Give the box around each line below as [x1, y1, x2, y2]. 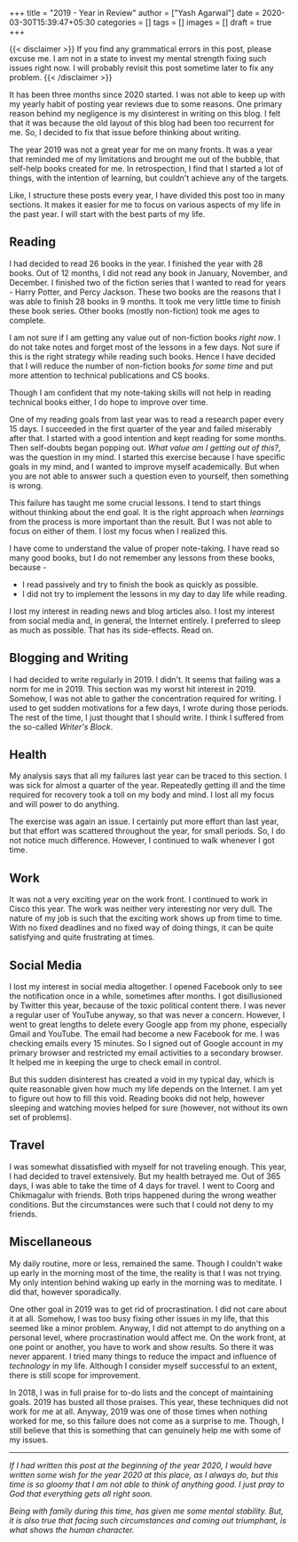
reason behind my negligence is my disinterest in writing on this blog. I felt [9, 109, 281, 118]
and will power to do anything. [9, 799, 120, 810]
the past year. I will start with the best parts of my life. [9, 209, 206, 219]
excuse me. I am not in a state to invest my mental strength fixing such [9, 53, 267, 63]
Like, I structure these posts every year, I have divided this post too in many [9, 190, 286, 200]
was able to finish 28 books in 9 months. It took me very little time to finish [9, 295, 281, 306]
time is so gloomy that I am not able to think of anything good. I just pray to [9, 1479, 285, 1490]
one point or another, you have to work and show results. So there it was [9, 1341, 274, 1352]
